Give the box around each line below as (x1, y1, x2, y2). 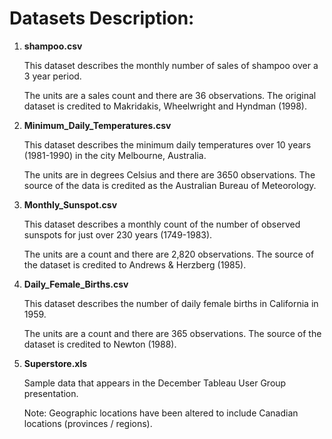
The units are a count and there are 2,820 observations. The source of (23, 248, 315, 260)
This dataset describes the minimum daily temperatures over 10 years (23, 138, 312, 151)
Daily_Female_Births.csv (23, 278, 129, 290)
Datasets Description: (9, 7, 195, 30)
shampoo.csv (23, 40, 83, 52)
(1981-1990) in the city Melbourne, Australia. (23, 149, 207, 161)
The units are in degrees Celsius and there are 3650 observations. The (23, 168, 316, 181)
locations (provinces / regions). (23, 417, 153, 429)
